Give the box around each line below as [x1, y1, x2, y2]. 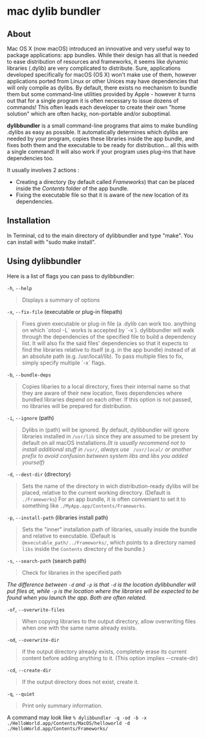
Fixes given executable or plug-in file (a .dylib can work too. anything [21, 320, 196, 327]
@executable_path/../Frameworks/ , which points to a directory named [21, 538, 196, 546]
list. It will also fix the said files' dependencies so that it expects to [21, 339, 189, 347]
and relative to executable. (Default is [21, 532, 116, 539]
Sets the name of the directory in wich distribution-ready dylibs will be [21, 482, 199, 490]
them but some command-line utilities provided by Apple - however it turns [7, 91, 196, 97]
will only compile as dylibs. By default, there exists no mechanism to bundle [7, 84, 197, 91]
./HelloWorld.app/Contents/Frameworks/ [7, 725, 109, 732]
